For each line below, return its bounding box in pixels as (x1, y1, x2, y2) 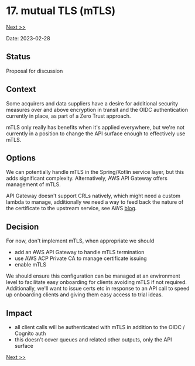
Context (6, 84, 36, 94)
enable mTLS (14, 261, 47, 268)
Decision (6, 221, 39, 232)
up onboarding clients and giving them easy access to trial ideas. (6, 291, 163, 298)
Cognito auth (14, 330, 46, 337)
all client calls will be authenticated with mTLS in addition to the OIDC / (14, 324, 185, 330)
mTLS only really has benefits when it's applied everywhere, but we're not (6, 124, 185, 131)
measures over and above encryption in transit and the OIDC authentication (6, 106, 189, 113)
